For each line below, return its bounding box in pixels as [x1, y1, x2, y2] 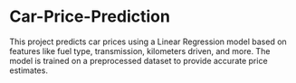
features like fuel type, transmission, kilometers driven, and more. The [9, 45, 271, 56]
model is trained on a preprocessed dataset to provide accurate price [9, 55, 269, 66]
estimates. [9, 65, 48, 76]
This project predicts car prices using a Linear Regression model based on [9, 36, 287, 47]
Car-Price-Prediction [9, 6, 170, 27]
